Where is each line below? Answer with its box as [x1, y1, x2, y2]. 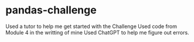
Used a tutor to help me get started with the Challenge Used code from [5, 23, 177, 30]
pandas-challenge [5, 3, 97, 17]
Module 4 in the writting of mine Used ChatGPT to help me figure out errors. [5, 29, 189, 36]
